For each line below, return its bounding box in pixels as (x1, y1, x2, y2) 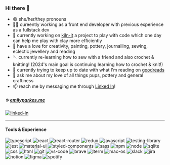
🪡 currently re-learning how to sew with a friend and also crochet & (12, 54, 154, 60)
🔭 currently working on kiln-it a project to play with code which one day (12, 32, 162, 39)
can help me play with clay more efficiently (12, 38, 102, 44)
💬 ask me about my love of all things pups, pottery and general (12, 72, 143, 78)
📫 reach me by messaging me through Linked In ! (12, 83, 115, 89)
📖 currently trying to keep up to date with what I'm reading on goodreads (12, 67, 165, 73)
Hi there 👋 (5, 5, 30, 12)
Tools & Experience (5, 126, 47, 133)
